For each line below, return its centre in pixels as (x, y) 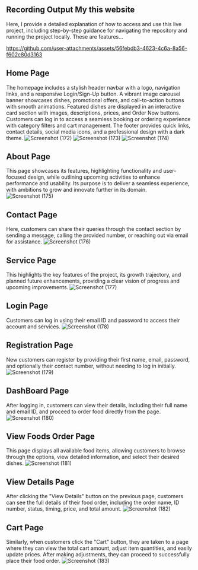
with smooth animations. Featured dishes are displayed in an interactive (94, 106)
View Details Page (40, 482)
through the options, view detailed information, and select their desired (93, 457)
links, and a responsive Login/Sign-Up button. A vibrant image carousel (93, 94)
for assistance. (24, 242)
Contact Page (32, 215)
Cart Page (25, 528)
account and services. (33, 327)
